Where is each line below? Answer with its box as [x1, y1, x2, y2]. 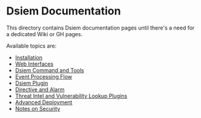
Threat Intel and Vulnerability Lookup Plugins [15, 92, 128, 99]
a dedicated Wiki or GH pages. [6, 30, 83, 37]
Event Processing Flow [15, 73, 73, 80]
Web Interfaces [15, 60, 54, 67]
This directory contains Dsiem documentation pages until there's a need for [6, 24, 195, 31]
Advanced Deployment [15, 98, 73, 106]
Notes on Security [15, 105, 61, 112]
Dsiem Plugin [15, 79, 48, 87]
